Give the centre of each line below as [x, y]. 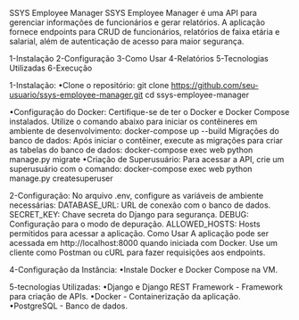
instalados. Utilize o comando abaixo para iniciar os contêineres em [133, 121]
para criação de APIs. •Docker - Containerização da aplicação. [125, 296]
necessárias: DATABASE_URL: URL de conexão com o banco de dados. [140, 205]
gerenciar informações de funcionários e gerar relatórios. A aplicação [137, 22]
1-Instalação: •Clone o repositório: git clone [89, 85]
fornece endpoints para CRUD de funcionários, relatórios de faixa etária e [145, 32]
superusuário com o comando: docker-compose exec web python [131, 169]
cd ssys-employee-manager [197, 94]
